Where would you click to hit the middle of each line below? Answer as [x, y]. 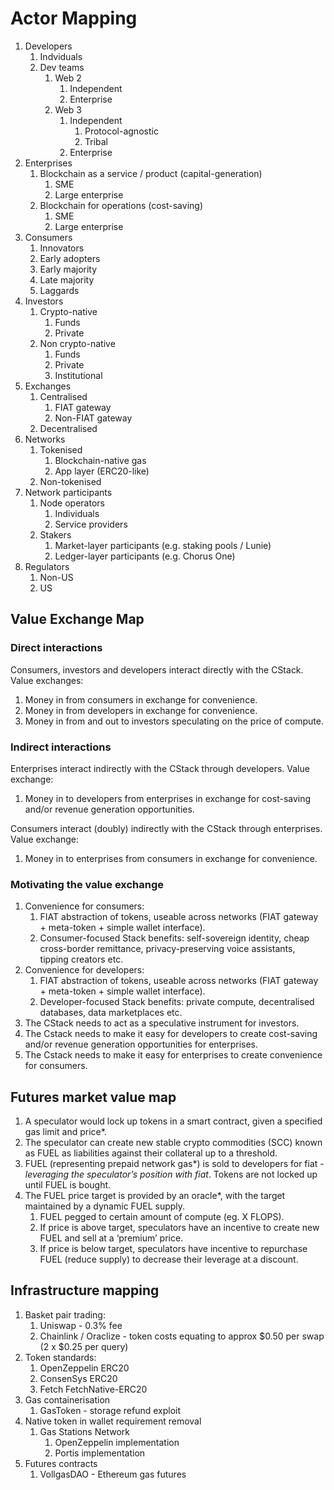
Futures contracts [61, 1463]
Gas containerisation [67, 1399]
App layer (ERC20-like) [102, 471]
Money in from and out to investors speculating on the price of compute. [174, 721]
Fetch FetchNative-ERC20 [93, 1389]
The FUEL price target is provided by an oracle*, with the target [155, 1196]
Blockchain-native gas [100, 460]
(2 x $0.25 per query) [84, 1346]
